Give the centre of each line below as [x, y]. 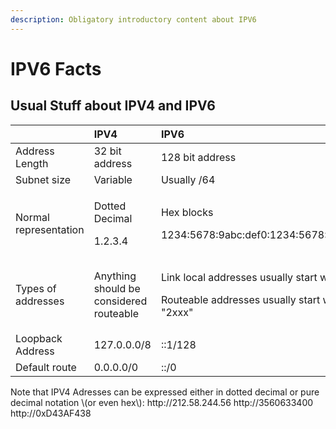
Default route [46, 367]
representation [50, 229]
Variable [113, 179]
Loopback [39, 338]
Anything [115, 276]
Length [32, 163]
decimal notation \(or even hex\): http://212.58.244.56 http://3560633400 [162, 402]
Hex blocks [187, 212]
